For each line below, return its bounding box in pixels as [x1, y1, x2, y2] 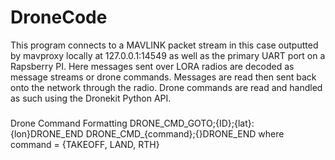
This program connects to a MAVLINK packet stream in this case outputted [10, 39, 319, 51]
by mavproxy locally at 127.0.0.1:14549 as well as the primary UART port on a [10, 49, 326, 61]
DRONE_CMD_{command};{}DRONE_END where [85, 127, 285, 140]
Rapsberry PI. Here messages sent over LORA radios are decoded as [10, 60, 295, 72]
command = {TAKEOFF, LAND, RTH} [10, 138, 160, 150]
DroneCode [10, 6, 108, 29]
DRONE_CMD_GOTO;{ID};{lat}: [129, 117, 255, 129]
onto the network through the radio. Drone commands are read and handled [10, 81, 323, 93]
